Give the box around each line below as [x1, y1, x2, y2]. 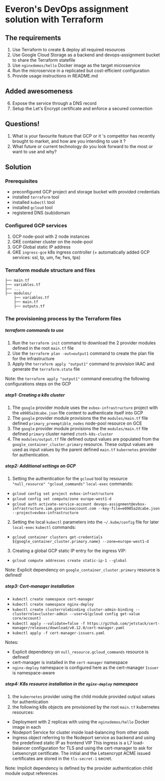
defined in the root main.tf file [12, 345, 74, 351]
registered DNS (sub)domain [12, 210, 70, 216]
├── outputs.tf [14, 303, 45, 309]
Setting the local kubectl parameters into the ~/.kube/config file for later [12, 519, 159, 525]
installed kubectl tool [12, 199, 55, 205]
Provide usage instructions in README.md [12, 73, 98, 78]
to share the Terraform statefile [12, 57, 76, 63]
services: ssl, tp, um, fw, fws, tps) [12, 254, 81, 260]
